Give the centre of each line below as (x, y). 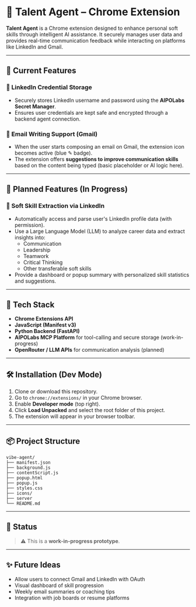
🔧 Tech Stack (30, 305)
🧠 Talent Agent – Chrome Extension (93, 12)
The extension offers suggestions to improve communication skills (97, 159)
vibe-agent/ (20, 458)
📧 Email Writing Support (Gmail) (52, 134)
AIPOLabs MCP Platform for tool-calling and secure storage (87, 337)
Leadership (37, 250)
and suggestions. (35, 281)
